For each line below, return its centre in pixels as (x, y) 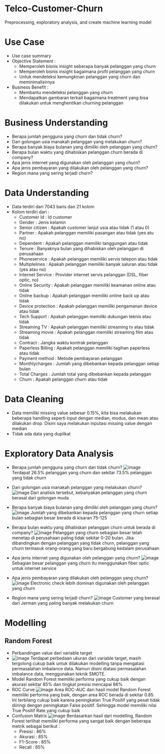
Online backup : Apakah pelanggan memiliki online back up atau (84, 295)
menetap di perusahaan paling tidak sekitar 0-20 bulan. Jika (73, 538)
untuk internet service (34, 568)
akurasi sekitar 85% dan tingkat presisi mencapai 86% (67, 684)
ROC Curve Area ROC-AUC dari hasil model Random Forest (81, 689)
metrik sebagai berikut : (36, 726)
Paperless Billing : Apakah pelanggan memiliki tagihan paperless (84, 348)
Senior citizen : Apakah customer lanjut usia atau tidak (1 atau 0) (84, 228)
